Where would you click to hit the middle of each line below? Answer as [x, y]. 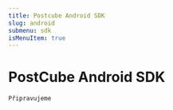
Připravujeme [30, 99]
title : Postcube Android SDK [57, 16]
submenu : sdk [30, 30]
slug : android [32, 23]
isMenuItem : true [37, 38]
